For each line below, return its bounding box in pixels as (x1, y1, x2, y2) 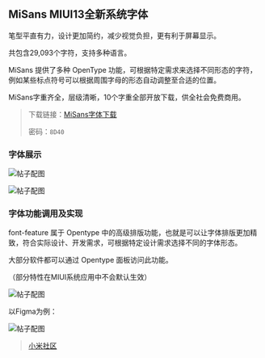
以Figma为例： (8, 306, 58, 317)
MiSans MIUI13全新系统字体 (8, 7, 149, 22)
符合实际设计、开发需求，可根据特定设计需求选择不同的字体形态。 (22, 238, 242, 248)
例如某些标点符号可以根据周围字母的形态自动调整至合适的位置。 (8, 75, 221, 85)
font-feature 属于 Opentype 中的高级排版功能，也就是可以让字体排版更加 (8, 228, 250, 238)
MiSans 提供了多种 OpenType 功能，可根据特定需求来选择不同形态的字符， (8, 65, 257, 74)
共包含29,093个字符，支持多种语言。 (8, 48, 132, 57)
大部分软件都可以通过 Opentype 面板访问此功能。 (8, 255, 174, 265)
